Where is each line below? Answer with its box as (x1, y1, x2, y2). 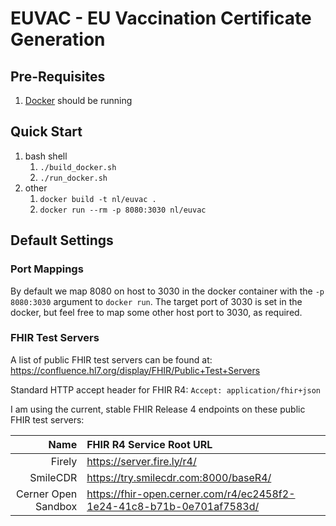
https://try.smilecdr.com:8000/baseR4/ (86, 470, 272, 484)
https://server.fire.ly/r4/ (86, 454, 197, 468)
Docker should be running (24, 95, 133, 106)
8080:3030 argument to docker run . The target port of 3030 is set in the (10, 295, 303, 307)
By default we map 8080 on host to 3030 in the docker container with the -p (10, 285, 325, 297)
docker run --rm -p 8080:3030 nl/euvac (39, 205, 207, 215)
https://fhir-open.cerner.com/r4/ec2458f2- (86, 487, 296, 501)
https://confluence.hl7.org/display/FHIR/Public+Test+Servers (10, 364, 261, 376)
